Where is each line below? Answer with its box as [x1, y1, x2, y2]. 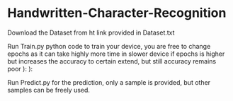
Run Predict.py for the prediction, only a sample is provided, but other [7, 78, 211, 86]
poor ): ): [7, 64, 33, 73]
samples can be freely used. [7, 85, 91, 94]
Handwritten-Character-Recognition [7, 5, 227, 21]
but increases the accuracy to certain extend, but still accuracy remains [7, 57, 217, 65]
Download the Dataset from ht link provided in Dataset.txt [7, 28, 175, 37]
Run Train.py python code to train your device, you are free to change [7, 42, 211, 50]
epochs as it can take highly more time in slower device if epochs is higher [7, 49, 225, 58]
